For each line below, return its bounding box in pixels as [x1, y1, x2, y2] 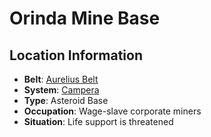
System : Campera [23, 84, 100, 96]
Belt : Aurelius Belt [23, 73, 99, 85]
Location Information [9, 47, 143, 64]
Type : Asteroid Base [23, 95, 109, 106]
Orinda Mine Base [9, 7, 161, 30]
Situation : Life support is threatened [23, 116, 174, 127]
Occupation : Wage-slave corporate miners [23, 105, 202, 117]
